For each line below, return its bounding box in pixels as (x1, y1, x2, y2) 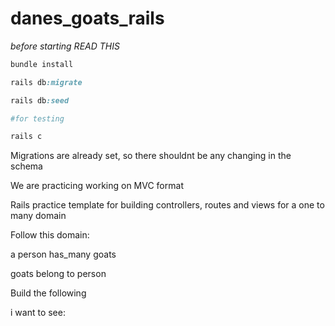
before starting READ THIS (10, 40, 120, 52)
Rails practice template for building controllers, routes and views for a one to (10, 199, 325, 211)
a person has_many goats (10, 248, 117, 261)
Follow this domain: (10, 229, 90, 241)
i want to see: (10, 307, 66, 319)
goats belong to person (10, 268, 107, 280)
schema (10, 160, 43, 172)
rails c (10, 132, 43, 142)
